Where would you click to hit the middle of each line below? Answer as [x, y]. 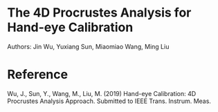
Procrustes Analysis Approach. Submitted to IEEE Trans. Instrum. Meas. [109, 101]
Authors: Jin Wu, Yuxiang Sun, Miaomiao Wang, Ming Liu [88, 46]
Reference [37, 75]
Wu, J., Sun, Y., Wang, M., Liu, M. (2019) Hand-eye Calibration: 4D [102, 93]
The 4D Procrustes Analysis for [99, 13]
